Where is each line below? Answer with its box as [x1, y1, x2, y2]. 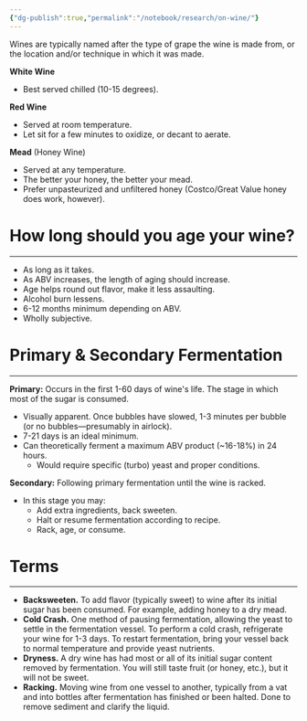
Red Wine [9, 101, 48, 112]
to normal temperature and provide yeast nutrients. [22, 643, 216, 654]
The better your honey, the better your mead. [22, 174, 194, 185]
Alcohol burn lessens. [22, 293, 105, 304]
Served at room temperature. [22, 119, 132, 130]
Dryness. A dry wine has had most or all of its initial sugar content [22, 652, 272, 663]
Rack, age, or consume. [36, 524, 126, 535]
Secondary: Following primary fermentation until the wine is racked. [9, 477, 267, 488]
